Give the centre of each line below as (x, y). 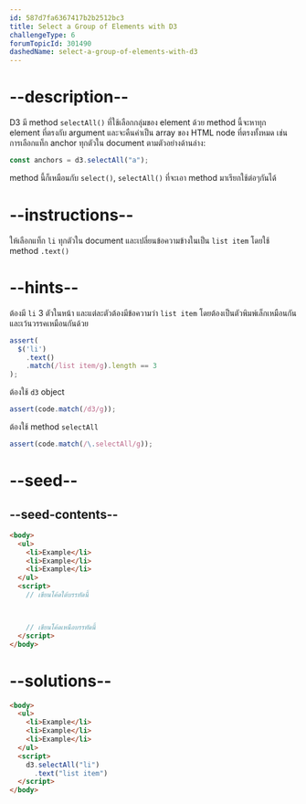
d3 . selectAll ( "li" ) (63, 765)
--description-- (69, 97)
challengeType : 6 (42, 35)
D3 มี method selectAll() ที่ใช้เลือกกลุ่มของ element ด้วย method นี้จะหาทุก (138, 122)
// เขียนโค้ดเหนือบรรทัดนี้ (61, 627)
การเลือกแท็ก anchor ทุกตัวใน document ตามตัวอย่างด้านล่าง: (108, 143)
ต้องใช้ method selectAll (54, 427)
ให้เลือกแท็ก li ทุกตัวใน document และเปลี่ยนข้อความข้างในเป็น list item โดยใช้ (140, 240)
